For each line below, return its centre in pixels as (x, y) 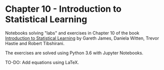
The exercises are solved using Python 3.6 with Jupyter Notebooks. (74, 53)
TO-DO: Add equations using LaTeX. (42, 62)
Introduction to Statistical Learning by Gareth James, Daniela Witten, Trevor (82, 38)
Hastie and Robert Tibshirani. (35, 43)
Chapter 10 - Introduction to (63, 9)
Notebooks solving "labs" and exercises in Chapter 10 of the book (72, 33)
